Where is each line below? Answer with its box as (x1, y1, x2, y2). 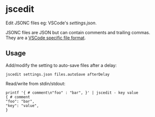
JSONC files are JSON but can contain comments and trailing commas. (5, 29, 151, 35)
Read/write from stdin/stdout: (5, 80, 66, 86)
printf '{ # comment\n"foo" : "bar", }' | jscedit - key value (5, 90, 139, 95)
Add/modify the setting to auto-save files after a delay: (5, 62, 117, 68)
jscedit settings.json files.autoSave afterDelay (5, 72, 110, 77)
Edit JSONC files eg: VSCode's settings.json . (5, 20, 97, 26)
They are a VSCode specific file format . (5, 35, 86, 41)
